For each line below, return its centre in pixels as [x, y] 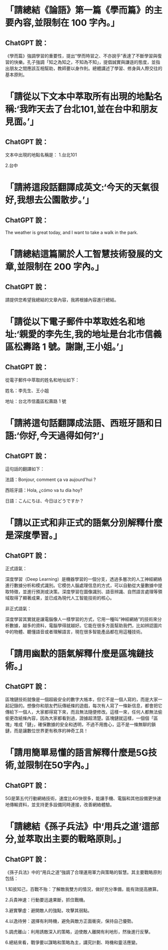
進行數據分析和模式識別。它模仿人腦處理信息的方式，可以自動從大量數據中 [82, 585]
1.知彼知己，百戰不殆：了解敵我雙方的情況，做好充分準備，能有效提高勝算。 [83, 889]
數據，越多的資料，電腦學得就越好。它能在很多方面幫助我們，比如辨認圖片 [86, 625]
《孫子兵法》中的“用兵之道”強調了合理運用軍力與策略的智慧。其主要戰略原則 [84, 872]
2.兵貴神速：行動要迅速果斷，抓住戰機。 [47, 900]
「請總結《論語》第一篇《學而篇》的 [80, 10]
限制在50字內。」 [60, 765]
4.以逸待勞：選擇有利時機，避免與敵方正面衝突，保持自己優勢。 [71, 921]
